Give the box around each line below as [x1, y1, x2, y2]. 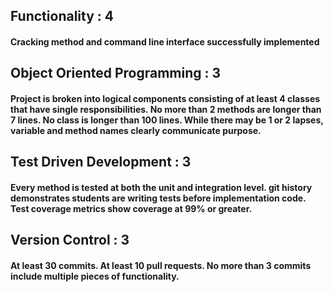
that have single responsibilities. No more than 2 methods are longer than [10, 103, 322, 115]
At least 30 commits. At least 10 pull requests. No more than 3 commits [10, 259, 312, 271]
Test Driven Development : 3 [10, 154, 192, 171]
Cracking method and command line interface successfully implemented [10, 35, 320, 48]
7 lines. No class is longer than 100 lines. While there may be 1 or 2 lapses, [10, 114, 324, 126]
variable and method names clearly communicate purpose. [10, 124, 262, 136]
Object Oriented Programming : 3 [10, 65, 222, 82]
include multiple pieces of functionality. [10, 270, 180, 282]
